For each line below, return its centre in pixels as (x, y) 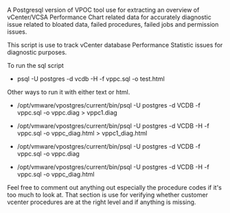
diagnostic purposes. (37, 52)
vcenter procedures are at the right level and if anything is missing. (102, 202)
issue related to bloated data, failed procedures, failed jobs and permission (113, 24)
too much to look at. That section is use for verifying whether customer (107, 195)
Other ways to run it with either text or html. (69, 92)
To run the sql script (35, 65)
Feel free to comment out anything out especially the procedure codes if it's (114, 187)
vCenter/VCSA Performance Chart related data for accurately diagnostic (109, 17)
